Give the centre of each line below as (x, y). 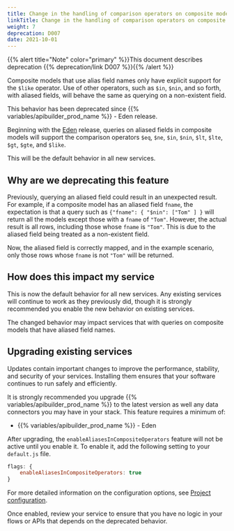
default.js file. (29, 453)
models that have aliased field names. (62, 330)
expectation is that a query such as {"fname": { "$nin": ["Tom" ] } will (111, 212)
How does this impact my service (81, 277)
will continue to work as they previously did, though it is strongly (100, 301)
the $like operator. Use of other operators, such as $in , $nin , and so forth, (114, 88)
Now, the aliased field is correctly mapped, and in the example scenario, (111, 247)
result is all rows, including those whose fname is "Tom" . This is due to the (111, 226)
